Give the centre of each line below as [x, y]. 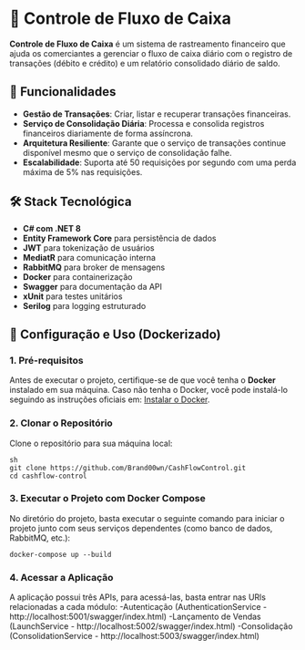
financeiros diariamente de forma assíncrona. [108, 133]
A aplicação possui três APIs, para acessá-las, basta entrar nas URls [138, 597]
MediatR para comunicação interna [89, 257]
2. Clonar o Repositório [61, 423]
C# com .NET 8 [52, 228]
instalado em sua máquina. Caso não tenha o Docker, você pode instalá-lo [149, 390]
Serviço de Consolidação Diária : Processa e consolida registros [143, 123]
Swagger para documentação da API [92, 286]
